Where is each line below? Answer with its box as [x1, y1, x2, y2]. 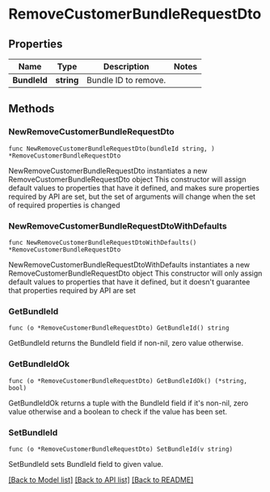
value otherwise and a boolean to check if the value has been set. [8, 406, 228, 416]
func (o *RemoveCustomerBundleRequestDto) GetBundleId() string [8, 324, 230, 332]
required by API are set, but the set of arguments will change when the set [8, 191, 256, 201]
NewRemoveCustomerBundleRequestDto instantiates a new [8, 166, 208, 175]
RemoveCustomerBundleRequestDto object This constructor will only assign [8, 268, 263, 278]
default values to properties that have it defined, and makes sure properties [8, 183, 260, 192]
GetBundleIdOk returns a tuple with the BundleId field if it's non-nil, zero [8, 397, 249, 408]
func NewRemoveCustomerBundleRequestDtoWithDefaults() [8, 238, 197, 246]
